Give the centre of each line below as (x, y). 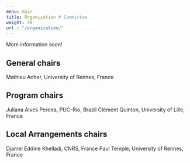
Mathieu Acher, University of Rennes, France (60, 77)
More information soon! (34, 45)
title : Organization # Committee (47, 17)
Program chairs (35, 95)
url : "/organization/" (35, 28)
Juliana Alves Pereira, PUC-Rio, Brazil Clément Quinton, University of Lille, (96, 110)
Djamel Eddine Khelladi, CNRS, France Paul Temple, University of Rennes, (95, 148)
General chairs (33, 63)
